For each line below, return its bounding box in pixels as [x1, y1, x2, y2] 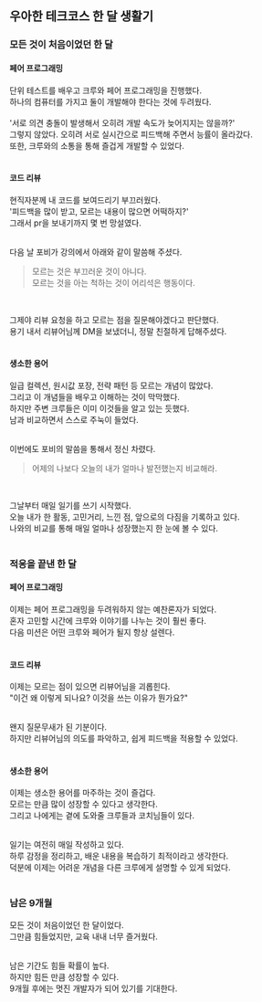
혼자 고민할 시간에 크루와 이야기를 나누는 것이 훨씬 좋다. [9, 616, 207, 627]
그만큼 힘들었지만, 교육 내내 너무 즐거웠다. [9, 931, 158, 942]
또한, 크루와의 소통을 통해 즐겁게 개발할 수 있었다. [9, 140, 185, 151]
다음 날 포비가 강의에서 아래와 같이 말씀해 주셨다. [9, 246, 183, 258]
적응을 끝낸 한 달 [9, 557, 77, 570]
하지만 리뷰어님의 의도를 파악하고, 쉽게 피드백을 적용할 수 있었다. [9, 733, 239, 744]
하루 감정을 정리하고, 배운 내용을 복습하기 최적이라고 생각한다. [9, 850, 229, 861]
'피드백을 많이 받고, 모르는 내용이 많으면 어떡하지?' [9, 206, 189, 216]
